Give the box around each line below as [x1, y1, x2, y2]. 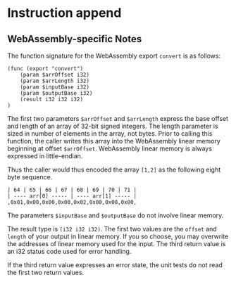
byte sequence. [7, 173, 53, 181]
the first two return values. [7, 269, 85, 276]
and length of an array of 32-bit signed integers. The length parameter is [7, 122, 218, 130]
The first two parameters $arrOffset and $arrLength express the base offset [7, 115, 229, 122]
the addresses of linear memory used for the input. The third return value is [7, 240, 226, 248]
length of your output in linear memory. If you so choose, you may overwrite [7, 232, 229, 241]
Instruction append [7, 5, 122, 21]
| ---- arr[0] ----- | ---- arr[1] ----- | [7, 193, 137, 200]
